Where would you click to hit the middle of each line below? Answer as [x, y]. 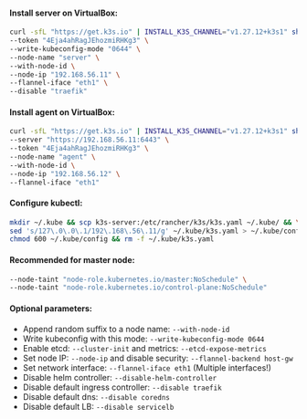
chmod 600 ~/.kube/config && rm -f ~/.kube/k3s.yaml [112, 239]
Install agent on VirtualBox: [63, 112]
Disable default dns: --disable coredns [96, 396]
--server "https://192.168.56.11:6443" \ [90, 140]
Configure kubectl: [46, 203]
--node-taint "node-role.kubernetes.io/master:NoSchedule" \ [128, 279]
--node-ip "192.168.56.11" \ [65, 74]
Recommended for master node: [72, 259]
